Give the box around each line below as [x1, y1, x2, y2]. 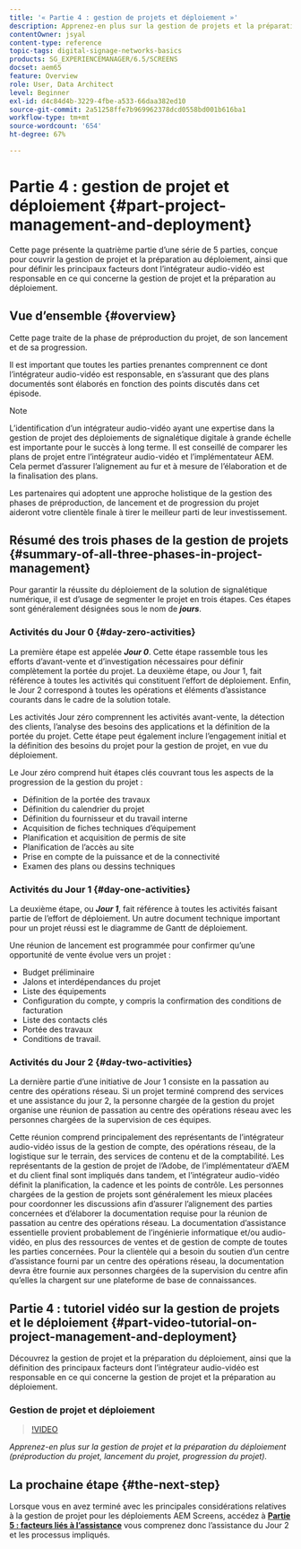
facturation [21, 1005, 64, 1016]
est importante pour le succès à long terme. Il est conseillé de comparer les [9, 442, 288, 452]
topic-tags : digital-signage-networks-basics [9, 47, 182, 56]
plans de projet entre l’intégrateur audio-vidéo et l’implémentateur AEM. [9, 451, 275, 462]
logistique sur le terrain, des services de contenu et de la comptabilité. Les [9, 1151, 285, 1162]
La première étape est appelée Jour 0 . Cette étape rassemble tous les [9, 646, 269, 657]
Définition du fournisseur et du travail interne [21, 813, 188, 824]
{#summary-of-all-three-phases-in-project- [9, 547, 262, 562]
